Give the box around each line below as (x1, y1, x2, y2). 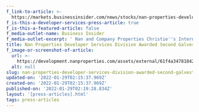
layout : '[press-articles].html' (6, 91, 89, 97)
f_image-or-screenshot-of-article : (6, 47, 94, 53)
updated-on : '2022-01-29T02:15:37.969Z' (6, 75, 108, 81)
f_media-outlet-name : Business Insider (6, 31, 105, 37)
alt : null (11, 63, 36, 70)
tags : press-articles (6, 97, 60, 103)
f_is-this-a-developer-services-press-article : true (6, 20, 139, 25)
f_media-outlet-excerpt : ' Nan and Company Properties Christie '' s (6, 36, 176, 42)
